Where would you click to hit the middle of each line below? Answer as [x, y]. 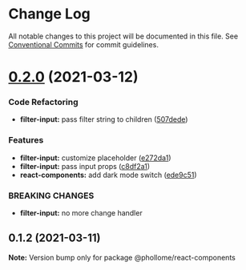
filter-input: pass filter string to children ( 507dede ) [104, 119]
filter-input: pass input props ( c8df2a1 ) [85, 166]
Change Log [49, 14]
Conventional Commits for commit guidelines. [83, 44]
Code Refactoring [43, 103]
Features [26, 140]
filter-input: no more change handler [81, 213]
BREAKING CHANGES [51, 195]
